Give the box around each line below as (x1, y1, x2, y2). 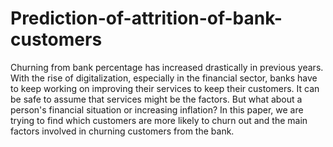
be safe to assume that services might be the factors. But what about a (10, 93, 303, 105)
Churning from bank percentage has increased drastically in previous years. (10, 61, 324, 73)
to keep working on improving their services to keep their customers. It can (10, 82, 320, 94)
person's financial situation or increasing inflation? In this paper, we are (10, 103, 304, 116)
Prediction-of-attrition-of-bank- (10, 7, 283, 30)
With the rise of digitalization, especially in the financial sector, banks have (10, 72, 318, 84)
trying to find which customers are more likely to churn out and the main (10, 114, 308, 126)
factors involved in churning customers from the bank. (10, 125, 235, 137)
